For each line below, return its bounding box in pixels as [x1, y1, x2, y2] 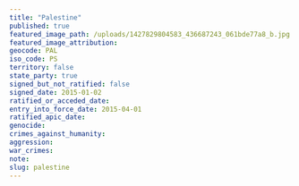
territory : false [9, 63, 74, 72]
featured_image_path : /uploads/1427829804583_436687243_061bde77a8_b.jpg [9, 30, 291, 38]
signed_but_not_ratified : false [9, 80, 130, 89]
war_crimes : [9, 146, 54, 155]
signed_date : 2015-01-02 [9, 88, 102, 97]
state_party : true [9, 72, 78, 80]
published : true [9, 21, 70, 30]
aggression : [9, 138, 54, 147]
